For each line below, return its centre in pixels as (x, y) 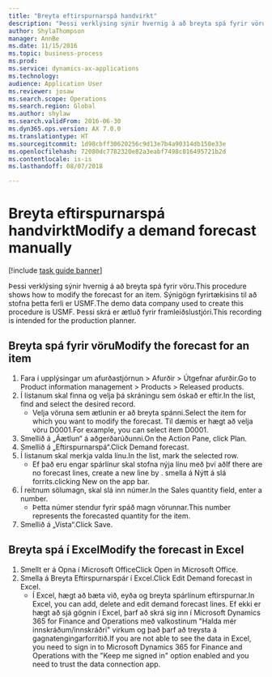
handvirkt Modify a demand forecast (132, 231)
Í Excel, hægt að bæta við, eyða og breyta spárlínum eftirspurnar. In (143, 595)
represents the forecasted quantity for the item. (111, 516)
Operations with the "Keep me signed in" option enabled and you (140, 655)
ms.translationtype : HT (49, 136)
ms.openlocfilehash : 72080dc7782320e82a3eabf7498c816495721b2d (117, 151)
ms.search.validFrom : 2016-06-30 (65, 121)
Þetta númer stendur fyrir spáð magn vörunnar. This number (131, 507)
